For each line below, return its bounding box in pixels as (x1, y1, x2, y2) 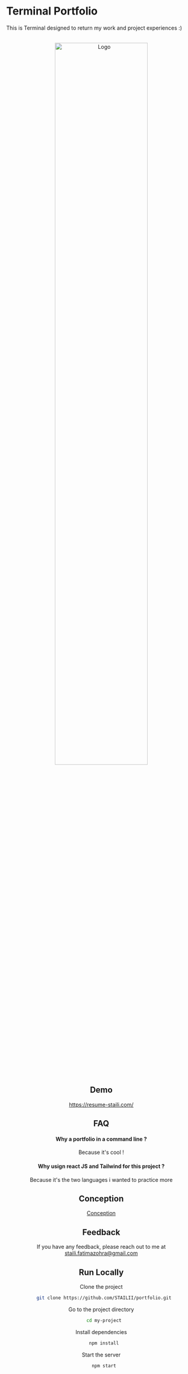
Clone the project (80, 1283, 123, 1290)
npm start (91, 1363, 116, 1369)
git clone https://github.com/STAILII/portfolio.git (36, 1295, 172, 1301)
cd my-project (86, 1317, 122, 1323)
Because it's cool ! (78, 1149, 125, 1156)
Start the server (81, 1351, 121, 1358)
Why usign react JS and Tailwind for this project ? (38, 1162, 164, 1170)
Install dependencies (75, 1328, 128, 1335)
